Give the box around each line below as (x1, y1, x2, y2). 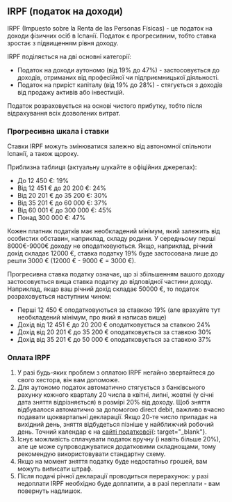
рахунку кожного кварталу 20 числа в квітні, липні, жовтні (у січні (17, 391, 214, 399)
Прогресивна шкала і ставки (7, 126, 109, 136)
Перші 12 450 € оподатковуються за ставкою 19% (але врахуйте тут (17, 306, 221, 314)
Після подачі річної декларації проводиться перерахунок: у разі (17, 472, 209, 480)
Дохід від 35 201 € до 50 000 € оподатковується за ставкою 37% (17, 336, 212, 344)
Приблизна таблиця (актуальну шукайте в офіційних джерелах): (7, 163, 197, 171)
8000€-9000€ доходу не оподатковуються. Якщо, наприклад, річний (7, 242, 213, 250)
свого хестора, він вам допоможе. (17, 376, 120, 384)
